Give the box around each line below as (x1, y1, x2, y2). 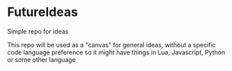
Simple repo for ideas (7, 27, 69, 35)
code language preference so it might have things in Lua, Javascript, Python (7, 48, 226, 56)
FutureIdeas (7, 4, 78, 20)
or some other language (7, 55, 76, 63)
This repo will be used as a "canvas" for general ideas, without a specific (7, 40, 216, 49)
